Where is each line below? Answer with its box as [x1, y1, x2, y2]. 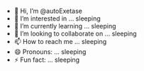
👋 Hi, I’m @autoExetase [13, 7, 83, 15]
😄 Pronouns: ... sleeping [13, 48, 87, 56]
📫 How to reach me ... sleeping [13, 38, 107, 45]
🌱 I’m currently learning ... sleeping [13, 22, 116, 30]
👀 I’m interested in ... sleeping [13, 14, 101, 23]
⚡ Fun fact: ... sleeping [13, 55, 80, 64]
